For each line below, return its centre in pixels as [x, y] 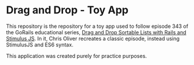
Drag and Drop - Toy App [67, 10]
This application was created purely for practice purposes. [77, 56]
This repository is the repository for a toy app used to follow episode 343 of [97, 26]
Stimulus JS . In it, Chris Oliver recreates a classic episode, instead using [93, 38]
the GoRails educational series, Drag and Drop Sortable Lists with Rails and [96, 32]
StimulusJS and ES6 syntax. [40, 45]
